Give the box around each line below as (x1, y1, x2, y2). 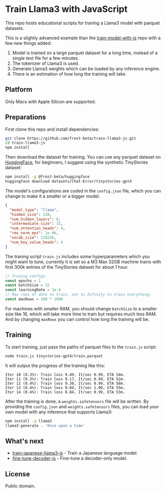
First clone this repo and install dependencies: (5, 126, 100, 132)
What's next (5, 437, 44, 445)
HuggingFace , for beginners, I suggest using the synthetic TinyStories (5, 159, 148, 165)
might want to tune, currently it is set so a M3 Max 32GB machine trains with (5, 259, 162, 265)
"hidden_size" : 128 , (9, 212, 52, 217)
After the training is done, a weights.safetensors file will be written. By (5, 398, 149, 404)
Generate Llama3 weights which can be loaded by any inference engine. (12, 66, 160, 72)
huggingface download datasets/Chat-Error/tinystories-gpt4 (5, 179, 132, 184)
